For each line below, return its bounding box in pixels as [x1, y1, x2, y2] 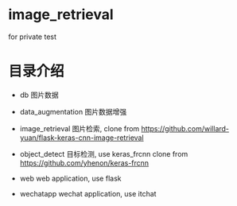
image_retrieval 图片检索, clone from [19, 123, 140, 133]
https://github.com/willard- [141, 123, 229, 133]
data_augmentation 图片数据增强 [19, 107, 127, 116]
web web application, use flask [19, 173, 122, 183]
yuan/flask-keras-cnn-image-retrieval [19, 133, 145, 142]
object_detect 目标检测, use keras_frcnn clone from [19, 149, 188, 158]
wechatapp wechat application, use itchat [19, 189, 157, 198]
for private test [8, 32, 57, 41]
